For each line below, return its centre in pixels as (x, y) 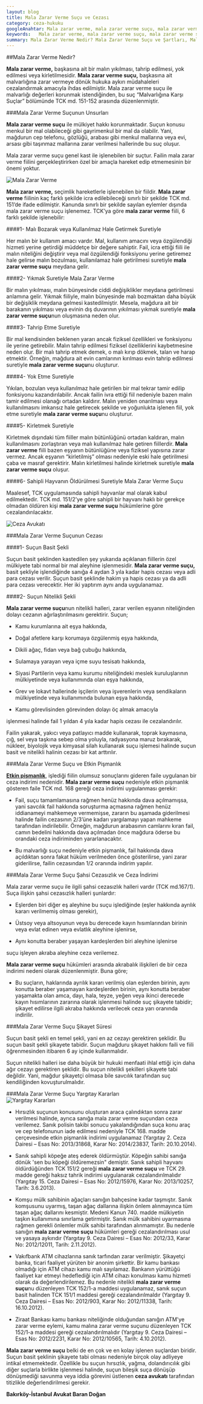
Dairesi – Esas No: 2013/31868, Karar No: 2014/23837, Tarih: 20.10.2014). (106, 1144)
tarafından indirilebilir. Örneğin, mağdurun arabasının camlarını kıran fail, (105, 826)
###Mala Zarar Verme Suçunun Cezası (55, 535)
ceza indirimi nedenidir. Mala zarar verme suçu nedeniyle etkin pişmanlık (98, 782)
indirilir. (24, 1015)
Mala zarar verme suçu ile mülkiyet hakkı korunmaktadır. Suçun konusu (96, 124)
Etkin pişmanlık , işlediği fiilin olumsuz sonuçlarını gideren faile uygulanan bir (101, 775)
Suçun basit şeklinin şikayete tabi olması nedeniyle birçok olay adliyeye (95, 1357)
